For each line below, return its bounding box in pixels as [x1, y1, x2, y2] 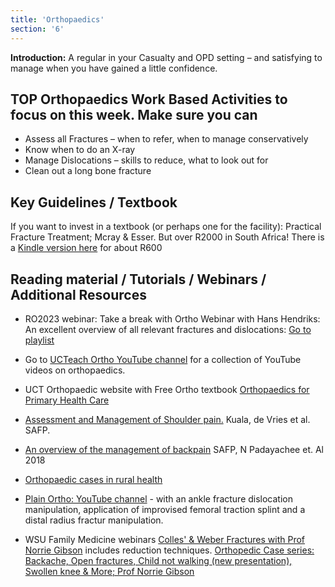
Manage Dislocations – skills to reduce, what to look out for [24, 154, 269, 166]
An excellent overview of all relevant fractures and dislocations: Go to [24, 323, 312, 335]
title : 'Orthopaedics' [10, 14, 105, 25]
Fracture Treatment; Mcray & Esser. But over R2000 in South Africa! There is [10, 231, 325, 243]
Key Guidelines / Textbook [10, 194, 178, 211]
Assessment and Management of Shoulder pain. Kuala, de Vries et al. [24, 413, 311, 425]
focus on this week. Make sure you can [10, 106, 258, 123]
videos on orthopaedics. [24, 364, 126, 376]
